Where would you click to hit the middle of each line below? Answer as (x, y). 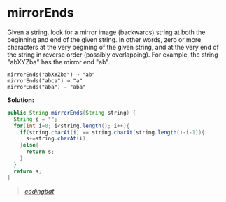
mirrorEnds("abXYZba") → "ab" (51, 75)
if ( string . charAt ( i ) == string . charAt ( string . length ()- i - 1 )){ (112, 132)
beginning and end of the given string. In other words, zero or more (104, 39)
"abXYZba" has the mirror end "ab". (59, 62)
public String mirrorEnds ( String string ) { (72, 113)
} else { (29, 145)
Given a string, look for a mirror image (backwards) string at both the (106, 32)
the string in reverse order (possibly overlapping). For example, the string (113, 55)
